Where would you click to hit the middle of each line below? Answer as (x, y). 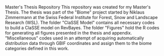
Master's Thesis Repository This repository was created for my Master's (78, 7)
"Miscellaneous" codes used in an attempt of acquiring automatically (75, 38)
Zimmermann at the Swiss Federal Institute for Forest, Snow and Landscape (82, 17)
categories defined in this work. (37, 48)
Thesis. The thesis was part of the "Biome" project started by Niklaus (75, 12)
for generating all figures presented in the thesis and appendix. (69, 33)
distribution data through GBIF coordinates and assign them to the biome (79, 43)
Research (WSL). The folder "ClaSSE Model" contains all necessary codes (80, 22)
